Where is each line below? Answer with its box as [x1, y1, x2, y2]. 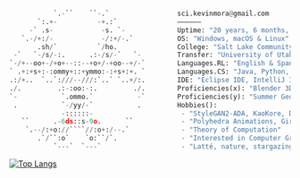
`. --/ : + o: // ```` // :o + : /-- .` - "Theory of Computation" [25, 125, 281, 135]
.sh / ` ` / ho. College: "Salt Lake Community [37, 42, 294, 51]
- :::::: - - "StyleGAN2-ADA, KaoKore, [61, 109, 286, 118]
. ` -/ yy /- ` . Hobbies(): [12, 100, 218, 109]
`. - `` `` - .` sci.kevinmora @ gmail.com [53, 9, 270, 18]
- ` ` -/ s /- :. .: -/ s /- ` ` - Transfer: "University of [12, 51, 274, 60]
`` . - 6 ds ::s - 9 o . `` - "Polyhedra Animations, [21, 117, 278, 126]
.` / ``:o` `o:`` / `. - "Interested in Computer [37, 134, 281, 143]
